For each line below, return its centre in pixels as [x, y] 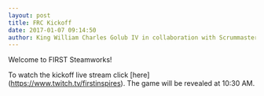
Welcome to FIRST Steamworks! [60, 60]
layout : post [29, 15]
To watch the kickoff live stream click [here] [79, 75]
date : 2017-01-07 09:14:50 [52, 30]
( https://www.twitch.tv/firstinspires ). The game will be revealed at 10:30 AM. [132, 83]
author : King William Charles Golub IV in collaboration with [112, 37]
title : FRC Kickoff [40, 23]
